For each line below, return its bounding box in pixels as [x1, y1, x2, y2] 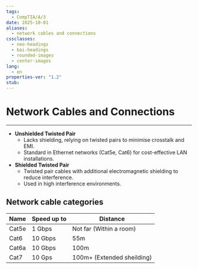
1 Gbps [31, 224, 52, 233]
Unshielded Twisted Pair [14, 130, 76, 137]
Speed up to [31, 214, 67, 222]
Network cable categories [6, 197, 104, 207]
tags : [6, 8, 19, 15]
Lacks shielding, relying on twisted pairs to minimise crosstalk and [23, 136, 184, 143]
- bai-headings [11, 47, 49, 53]
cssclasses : [6, 36, 35, 42]
